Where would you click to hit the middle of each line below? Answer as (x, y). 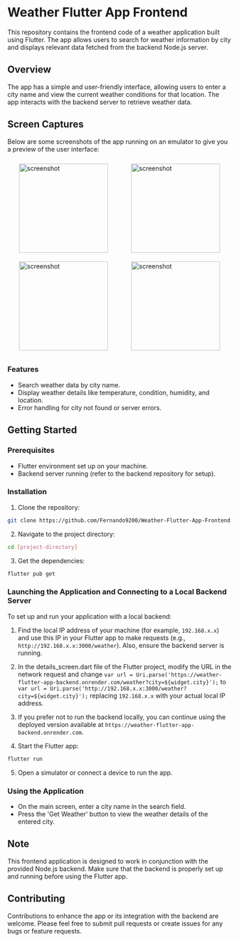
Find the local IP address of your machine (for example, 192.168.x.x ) (118, 630)
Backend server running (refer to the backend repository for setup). (116, 473)
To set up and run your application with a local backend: (90, 616)
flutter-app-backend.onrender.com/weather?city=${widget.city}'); (118, 682)
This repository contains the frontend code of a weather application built (114, 32)
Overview (30, 69)
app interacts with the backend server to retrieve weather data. (100, 102)
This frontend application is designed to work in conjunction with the (108, 861)
